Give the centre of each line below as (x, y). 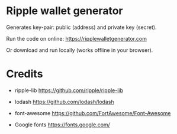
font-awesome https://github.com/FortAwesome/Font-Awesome (93, 113)
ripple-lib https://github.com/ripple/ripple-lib (69, 90)
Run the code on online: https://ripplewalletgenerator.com (76, 38)
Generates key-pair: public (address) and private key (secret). (81, 27)
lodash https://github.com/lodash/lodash (64, 102)
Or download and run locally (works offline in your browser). (80, 50)
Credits (25, 74)
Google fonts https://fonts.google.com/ (62, 125)
